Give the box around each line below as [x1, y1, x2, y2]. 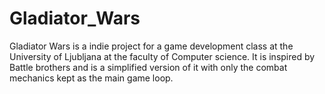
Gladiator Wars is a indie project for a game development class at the [9, 40, 294, 52]
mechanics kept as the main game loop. [9, 72, 174, 84]
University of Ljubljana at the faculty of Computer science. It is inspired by [9, 50, 316, 62]
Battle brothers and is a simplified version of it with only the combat [9, 61, 288, 73]
